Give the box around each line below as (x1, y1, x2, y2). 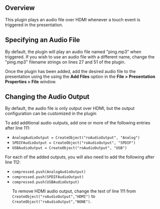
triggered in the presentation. (5, 22, 63, 28)
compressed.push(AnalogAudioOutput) (12, 169, 86, 175)
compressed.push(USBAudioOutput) (12, 180, 80, 185)
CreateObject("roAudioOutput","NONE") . (12, 198, 92, 205)
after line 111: (5, 125, 30, 131)
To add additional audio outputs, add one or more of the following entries (5, 120, 151, 126)
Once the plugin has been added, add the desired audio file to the (5, 68, 136, 74)
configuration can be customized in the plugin (5, 111, 97, 117)
